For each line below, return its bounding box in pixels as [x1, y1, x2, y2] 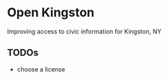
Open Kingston [7, 5, 95, 20]
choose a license [16, 65, 65, 73]
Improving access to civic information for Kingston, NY [7, 27, 162, 35]
